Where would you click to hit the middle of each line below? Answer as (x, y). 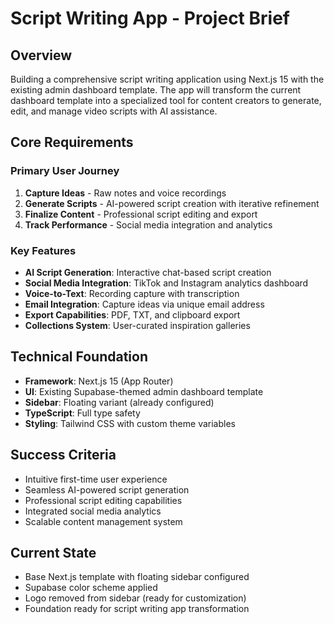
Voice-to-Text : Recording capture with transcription (132, 293)
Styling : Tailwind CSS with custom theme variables (130, 423)
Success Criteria (63, 455)
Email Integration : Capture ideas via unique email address (144, 304)
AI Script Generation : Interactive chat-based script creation (148, 272)
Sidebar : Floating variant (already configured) (119, 402)
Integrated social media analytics (93, 511)
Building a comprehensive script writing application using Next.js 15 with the (167, 79)
